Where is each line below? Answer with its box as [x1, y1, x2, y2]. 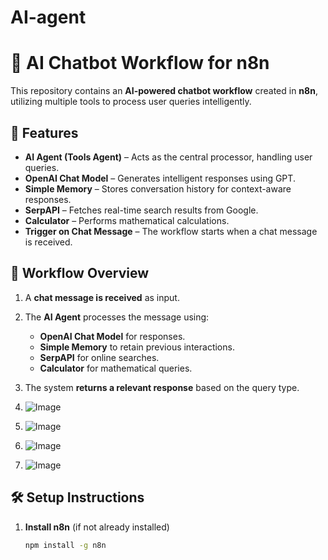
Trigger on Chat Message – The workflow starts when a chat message [24, 225, 318, 237]
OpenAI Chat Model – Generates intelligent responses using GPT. [24, 172, 296, 184]
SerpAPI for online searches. [39, 351, 160, 363]
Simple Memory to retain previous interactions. [39, 341, 235, 353]
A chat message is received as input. [24, 291, 180, 303]
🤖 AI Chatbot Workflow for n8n [10, 52, 270, 75]
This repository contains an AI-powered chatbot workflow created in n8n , [10, 85, 318, 97]
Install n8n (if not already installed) [24, 521, 170, 533]
